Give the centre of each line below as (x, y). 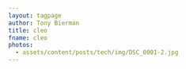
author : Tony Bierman (44, 23)
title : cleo (28, 30)
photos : (21, 45)
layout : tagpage (35, 15)
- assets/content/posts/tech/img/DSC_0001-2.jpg (97, 52)
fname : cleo (28, 38)
